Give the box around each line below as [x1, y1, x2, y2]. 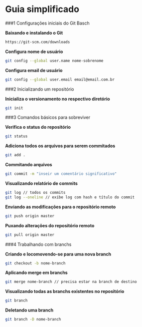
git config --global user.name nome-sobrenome [5, 58, 104, 63]
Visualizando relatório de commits [5, 180, 78, 186]
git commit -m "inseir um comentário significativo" [5, 171, 117, 176]
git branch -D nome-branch [5, 317, 61, 322]
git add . [5, 153, 26, 158]
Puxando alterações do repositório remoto [5, 222, 95, 228]
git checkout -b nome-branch [5, 260, 66, 266]
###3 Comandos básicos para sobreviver [5, 114, 91, 121]
